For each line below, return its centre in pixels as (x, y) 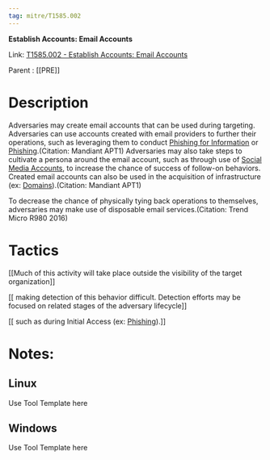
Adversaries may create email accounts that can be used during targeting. (132, 125)
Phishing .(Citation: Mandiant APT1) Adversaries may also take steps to (125, 151)
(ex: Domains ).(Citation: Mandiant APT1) (75, 185)
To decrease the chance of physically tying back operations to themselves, (133, 201)
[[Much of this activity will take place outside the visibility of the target (125, 273)
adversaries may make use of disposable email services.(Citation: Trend (129, 209)
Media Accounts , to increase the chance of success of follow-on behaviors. (135, 168)
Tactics (34, 250)
